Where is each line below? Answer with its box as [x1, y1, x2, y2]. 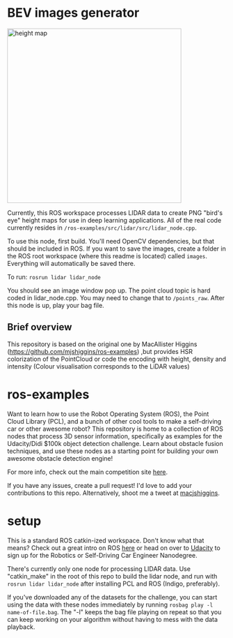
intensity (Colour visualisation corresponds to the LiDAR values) [7, 362, 190, 371]
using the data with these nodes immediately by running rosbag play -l [7, 600, 214, 609]
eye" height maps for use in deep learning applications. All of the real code [7, 216, 222, 224]
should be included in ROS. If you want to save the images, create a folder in [7, 244, 226, 253]
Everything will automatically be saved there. [7, 259, 136, 267]
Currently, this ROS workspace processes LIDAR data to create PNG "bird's [7, 208, 223, 217]
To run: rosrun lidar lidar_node [7, 272, 101, 281]
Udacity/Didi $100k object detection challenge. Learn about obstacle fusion [7, 439, 224, 447]
